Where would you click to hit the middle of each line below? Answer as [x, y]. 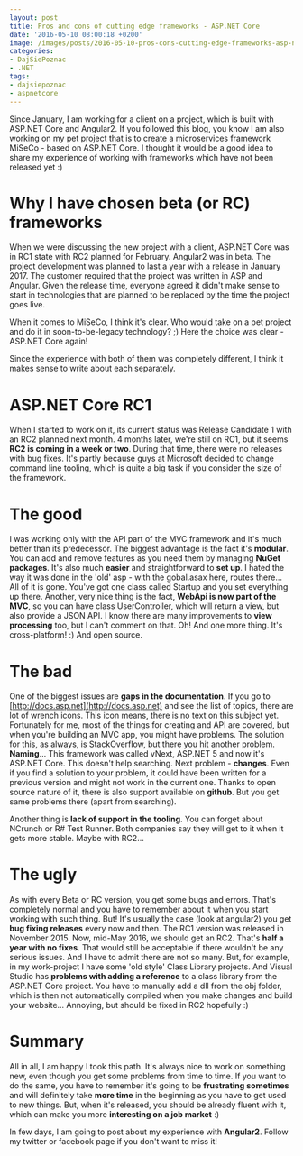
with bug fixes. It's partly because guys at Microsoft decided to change [142, 459]
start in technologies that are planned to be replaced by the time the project [150, 295]
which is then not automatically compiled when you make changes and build [151, 995]
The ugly [43, 875]
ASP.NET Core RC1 [81, 404]
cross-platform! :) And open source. [76, 635]
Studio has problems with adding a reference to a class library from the [143, 977]
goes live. [28, 305]
